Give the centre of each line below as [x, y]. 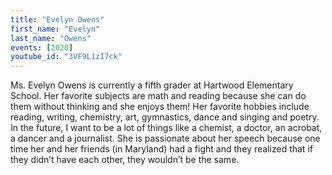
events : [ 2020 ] [42, 47]
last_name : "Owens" [51, 38]
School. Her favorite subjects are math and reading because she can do [158, 96]
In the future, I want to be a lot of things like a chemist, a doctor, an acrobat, [166, 128]
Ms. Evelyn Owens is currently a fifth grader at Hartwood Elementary [152, 85]
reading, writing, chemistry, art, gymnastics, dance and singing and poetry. [165, 117]
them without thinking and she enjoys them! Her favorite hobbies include [160, 107]
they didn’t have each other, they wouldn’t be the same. [125, 160]
